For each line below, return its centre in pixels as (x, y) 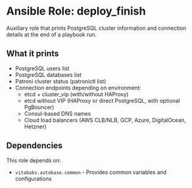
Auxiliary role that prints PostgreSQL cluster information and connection (96, 28)
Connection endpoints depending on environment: (78, 88)
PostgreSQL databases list (48, 75)
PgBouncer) (39, 107)
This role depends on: (34, 160)
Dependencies (34, 146)
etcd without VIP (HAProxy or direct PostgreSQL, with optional (102, 100)
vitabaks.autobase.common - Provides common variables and (91, 172)
